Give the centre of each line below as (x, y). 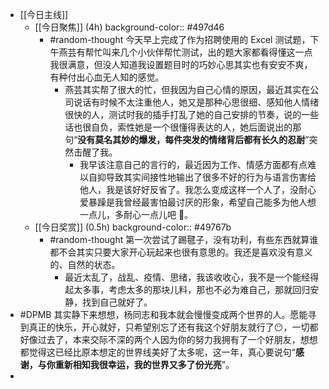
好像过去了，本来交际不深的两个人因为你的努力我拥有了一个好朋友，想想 (168, 339)
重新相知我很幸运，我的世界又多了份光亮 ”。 (144, 364)
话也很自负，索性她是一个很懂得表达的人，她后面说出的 (178, 127)
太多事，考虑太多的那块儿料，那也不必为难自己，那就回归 (192, 289)
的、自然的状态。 (85, 264)
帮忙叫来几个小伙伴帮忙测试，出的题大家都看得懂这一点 (198, 52)
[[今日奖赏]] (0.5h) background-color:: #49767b (133, 227)
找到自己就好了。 (117, 302)
